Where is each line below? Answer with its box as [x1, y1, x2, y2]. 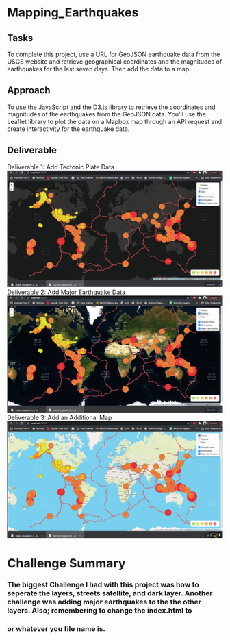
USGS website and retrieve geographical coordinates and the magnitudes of [7, 58, 222, 66]
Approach [7, 84, 51, 97]
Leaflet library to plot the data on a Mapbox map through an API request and [7, 117, 222, 125]
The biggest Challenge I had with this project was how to [7, 580, 200, 589]
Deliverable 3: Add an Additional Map [7, 413, 112, 421]
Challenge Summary [7, 555, 126, 571]
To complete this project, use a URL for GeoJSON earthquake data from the [7, 50, 220, 58]
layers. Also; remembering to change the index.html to [7, 605, 192, 615]
